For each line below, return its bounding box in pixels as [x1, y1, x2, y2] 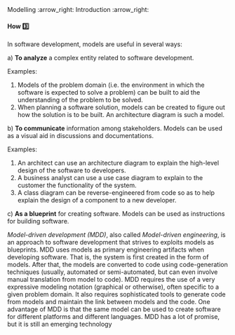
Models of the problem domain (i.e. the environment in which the [17, 81, 205, 89]
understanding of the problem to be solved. [17, 96, 144, 104]
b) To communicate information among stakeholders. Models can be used [7, 124, 222, 132]
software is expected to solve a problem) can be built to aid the [17, 88, 201, 97]
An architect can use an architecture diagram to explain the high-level [17, 159, 220, 167]
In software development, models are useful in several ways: [7, 40, 182, 48]
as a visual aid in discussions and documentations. [7, 132, 154, 140]
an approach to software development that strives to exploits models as [7, 238, 215, 247]
